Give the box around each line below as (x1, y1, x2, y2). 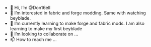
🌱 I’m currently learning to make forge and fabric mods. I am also (10, 20, 145, 26)
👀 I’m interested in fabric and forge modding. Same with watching (10, 10, 146, 16)
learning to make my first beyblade (10, 26, 83, 32)
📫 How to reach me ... (10, 37, 57, 42)
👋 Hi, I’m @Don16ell (10, 5, 51, 10)
